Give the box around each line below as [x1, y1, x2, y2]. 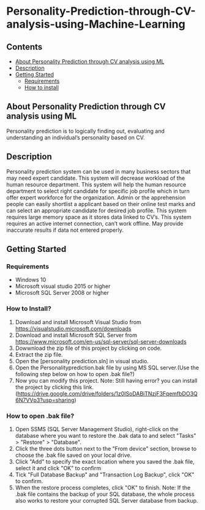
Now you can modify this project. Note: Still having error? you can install [15, 377, 198, 384]
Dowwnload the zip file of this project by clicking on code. [15, 344, 162, 352]
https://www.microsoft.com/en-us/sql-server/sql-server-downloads [15, 338, 187, 345]
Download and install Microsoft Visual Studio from [15, 318, 142, 325]
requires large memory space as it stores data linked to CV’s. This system [6, 213, 192, 221]
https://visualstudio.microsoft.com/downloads [15, 325, 132, 332]
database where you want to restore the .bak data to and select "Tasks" [15, 432, 196, 439]
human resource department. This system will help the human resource [6, 180, 187, 188]
